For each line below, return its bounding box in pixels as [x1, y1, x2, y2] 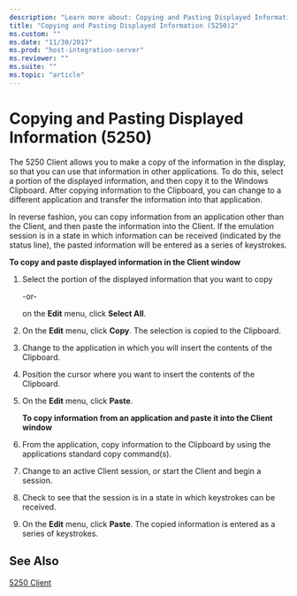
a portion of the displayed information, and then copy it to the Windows [9, 175, 269, 186]
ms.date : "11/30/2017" [9, 37, 93, 47]
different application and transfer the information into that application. [9, 194, 263, 204]
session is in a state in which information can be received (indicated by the [9, 230, 281, 241]
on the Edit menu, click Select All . [21, 308, 147, 318]
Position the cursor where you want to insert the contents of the [21, 369, 255, 379]
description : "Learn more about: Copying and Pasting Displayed [9, 12, 251, 22]
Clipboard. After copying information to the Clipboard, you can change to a [9, 185, 282, 195]
